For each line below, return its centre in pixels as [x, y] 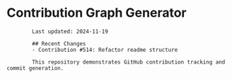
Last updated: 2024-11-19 [70, 31]
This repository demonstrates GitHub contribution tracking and [129, 62]
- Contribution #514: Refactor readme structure [105, 50]
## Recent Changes [59, 43]
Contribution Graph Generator [97, 13]
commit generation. [35, 68]
